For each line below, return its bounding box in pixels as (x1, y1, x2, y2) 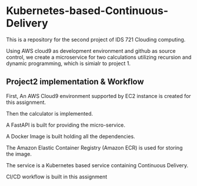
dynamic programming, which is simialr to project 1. (6, 60, 131, 67)
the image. (6, 150, 32, 157)
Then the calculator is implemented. (6, 110, 94, 117)
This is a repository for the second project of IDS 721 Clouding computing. (6, 36, 186, 43)
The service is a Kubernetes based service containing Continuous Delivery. (6, 161, 189, 168)
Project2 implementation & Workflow (6, 77, 144, 87)
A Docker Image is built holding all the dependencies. (6, 133, 135, 140)
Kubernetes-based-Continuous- (6, 4, 169, 18)
